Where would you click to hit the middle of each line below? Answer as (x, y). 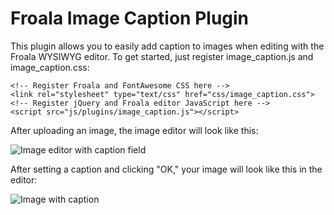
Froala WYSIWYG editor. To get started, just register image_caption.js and (162, 56)
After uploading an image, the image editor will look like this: (134, 130)
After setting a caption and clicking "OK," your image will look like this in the (166, 169)
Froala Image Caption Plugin (130, 18)
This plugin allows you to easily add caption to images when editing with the (167, 46)
